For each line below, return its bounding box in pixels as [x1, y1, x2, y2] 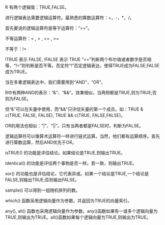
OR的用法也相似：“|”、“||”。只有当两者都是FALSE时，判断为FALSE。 [5, 123, 144, 129]
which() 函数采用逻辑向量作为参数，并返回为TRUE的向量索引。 [5, 198, 132, 203]
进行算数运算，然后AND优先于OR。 [5, 140, 77, 145]
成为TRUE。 [5, 69, 29, 75]
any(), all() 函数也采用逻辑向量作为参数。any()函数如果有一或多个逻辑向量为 [5, 208, 158, 214]
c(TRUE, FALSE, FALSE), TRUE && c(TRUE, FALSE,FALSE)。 [5, 112, 125, 118]
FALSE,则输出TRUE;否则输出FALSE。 [5, 177, 80, 183]
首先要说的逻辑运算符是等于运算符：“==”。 [5, 25, 92, 31]
